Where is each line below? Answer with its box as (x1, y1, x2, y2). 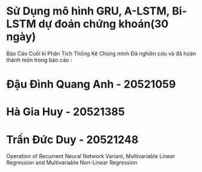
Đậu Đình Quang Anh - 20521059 (6, 77, 176, 91)
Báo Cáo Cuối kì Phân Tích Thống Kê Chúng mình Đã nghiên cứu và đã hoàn (6, 49, 196, 57)
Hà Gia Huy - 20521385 (6, 105, 125, 119)
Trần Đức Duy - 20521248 (6, 133, 139, 146)
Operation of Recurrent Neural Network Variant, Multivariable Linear (6, 153, 175, 160)
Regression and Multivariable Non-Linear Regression (6, 159, 137, 167)
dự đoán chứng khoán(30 (38, 17, 169, 31)
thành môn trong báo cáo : (6, 56, 72, 63)
